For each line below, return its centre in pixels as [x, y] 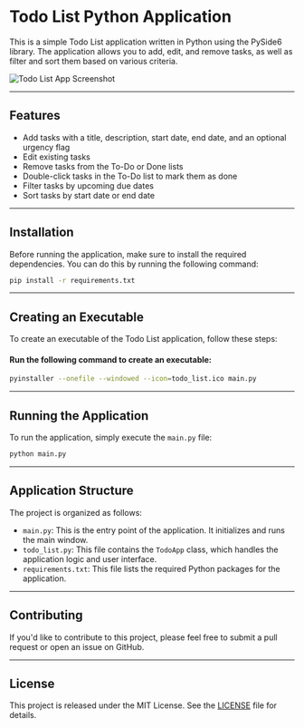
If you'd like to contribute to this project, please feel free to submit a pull [143, 637]
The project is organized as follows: [76, 512]
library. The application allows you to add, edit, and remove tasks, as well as [151, 51]
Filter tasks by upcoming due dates [88, 185]
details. [23, 715]
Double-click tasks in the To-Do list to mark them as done [130, 176]
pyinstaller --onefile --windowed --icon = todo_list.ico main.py [133, 379]
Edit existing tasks [56, 157]
